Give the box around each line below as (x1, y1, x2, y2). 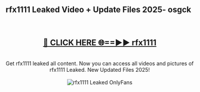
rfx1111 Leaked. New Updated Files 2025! (49, 66, 150, 73)
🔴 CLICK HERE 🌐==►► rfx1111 (43, 38, 156, 48)
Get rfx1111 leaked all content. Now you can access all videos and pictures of (5, 59, 194, 67)
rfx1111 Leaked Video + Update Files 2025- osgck (5, 5, 192, 15)
